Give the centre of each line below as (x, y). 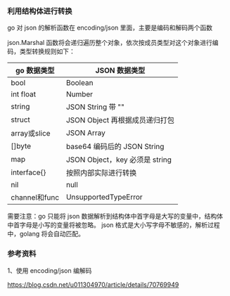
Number (79, 94)
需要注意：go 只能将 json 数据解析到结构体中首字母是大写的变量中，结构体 (115, 217)
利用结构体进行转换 (40, 11)
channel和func (35, 198)
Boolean (79, 83)
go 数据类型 (35, 70)
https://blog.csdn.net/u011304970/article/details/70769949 (93, 284)
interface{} (28, 172)
